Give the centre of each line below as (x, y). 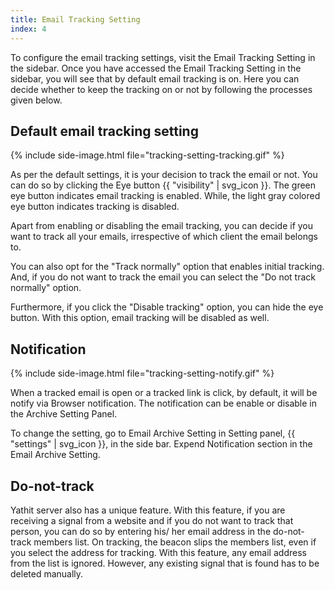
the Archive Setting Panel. (64, 414)
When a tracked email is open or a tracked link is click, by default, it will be (164, 393)
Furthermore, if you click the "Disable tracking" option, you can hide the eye (167, 307)
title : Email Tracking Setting (75, 19)
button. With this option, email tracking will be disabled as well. (140, 318)
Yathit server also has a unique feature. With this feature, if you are (148, 510)
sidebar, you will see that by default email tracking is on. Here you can (155, 78)
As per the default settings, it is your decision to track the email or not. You (164, 175)
